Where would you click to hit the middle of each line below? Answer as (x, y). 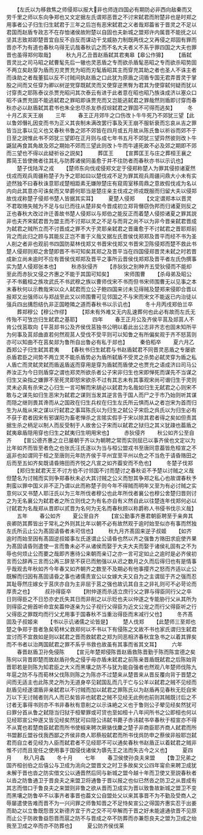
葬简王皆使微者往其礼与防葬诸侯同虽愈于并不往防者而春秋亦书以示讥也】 (96, 161)
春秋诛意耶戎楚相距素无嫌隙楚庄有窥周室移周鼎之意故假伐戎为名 (112, 183)
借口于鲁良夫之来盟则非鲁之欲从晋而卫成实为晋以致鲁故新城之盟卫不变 (109, 788)
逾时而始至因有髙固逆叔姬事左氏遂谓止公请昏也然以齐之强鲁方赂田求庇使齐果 (101, 538)
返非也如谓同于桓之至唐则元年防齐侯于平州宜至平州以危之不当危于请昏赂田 (99, 455)
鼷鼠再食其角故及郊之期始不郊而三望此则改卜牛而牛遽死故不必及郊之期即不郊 (101, 145)
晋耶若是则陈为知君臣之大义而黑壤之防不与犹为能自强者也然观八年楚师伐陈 (99, 667)
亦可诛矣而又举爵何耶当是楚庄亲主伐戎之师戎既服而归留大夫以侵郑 (114, 191)
